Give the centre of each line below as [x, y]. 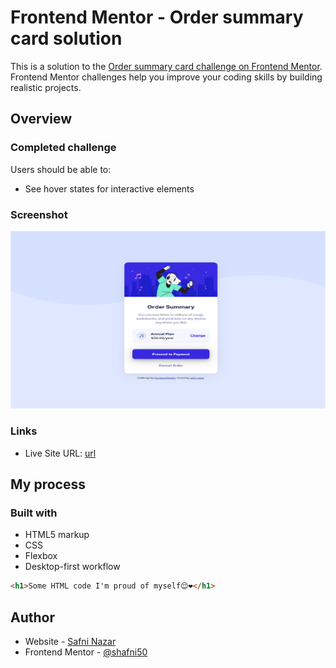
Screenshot [39, 214]
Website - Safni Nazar [70, 642]
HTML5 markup [57, 535]
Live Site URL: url [60, 453]
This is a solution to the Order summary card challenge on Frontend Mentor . [166, 66]
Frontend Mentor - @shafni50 [86, 652]
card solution [66, 38]
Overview [41, 119]
